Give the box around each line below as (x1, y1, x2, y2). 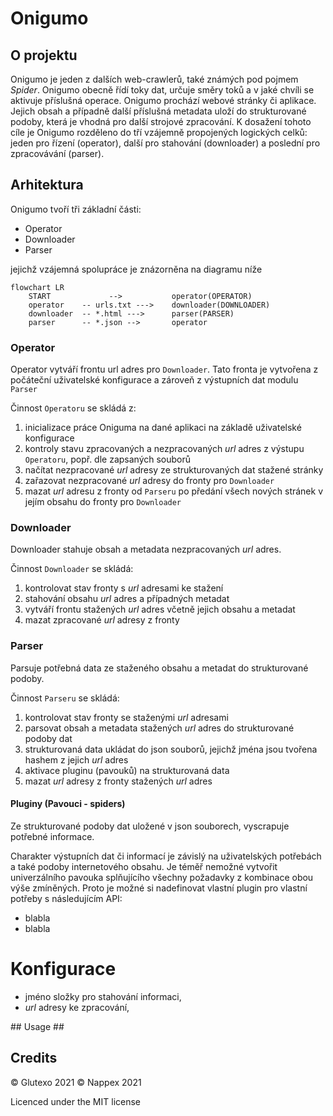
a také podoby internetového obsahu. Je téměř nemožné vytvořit (10, 860, 278, 872)
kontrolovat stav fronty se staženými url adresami (24, 711, 229, 723)
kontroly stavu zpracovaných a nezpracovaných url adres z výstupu (24, 443, 305, 455)
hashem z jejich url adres (24, 753, 129, 766)
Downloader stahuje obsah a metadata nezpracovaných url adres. (10, 543, 282, 556)
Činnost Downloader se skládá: (10, 563, 134, 575)
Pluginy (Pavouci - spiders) (10, 798, 126, 810)
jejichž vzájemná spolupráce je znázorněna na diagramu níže (10, 263, 263, 275)
